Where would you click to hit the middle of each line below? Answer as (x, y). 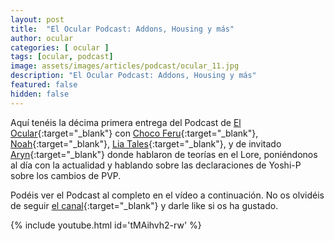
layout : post (37, 19)
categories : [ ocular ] (60, 47)
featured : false (44, 85)
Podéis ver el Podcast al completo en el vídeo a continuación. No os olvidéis (167, 195)
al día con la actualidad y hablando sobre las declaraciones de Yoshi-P (156, 165)
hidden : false (40, 94)
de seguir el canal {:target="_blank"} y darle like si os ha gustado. (144, 205)
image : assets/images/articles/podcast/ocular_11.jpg (125, 66)
